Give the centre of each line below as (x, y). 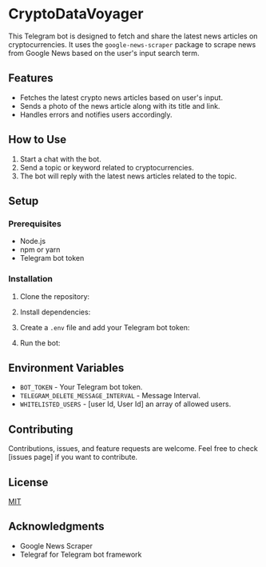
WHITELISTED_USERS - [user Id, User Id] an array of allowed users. (125, 404)
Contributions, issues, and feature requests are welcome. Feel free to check (133, 449)
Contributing (41, 429)
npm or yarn (40, 250)
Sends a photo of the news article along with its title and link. (120, 106)
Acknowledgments (57, 527)
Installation (31, 279)
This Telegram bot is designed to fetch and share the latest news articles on (133, 36)
